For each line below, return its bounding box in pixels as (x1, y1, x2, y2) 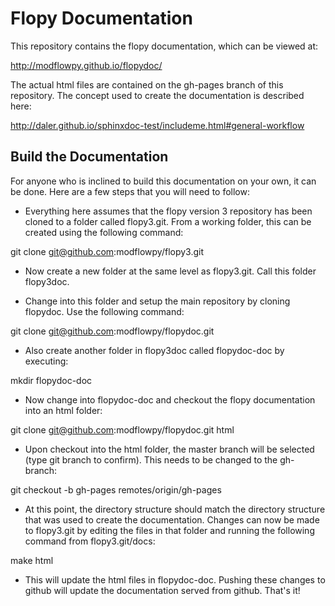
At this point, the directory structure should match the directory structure (24, 503, 326, 515)
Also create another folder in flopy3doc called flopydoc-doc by (24, 344, 285, 356)
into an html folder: (24, 404, 103, 416)
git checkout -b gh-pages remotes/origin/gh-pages (10, 483, 222, 496)
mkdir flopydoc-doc (10, 374, 93, 386)
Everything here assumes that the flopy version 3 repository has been (24, 205, 313, 217)
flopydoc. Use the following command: (24, 305, 185, 317)
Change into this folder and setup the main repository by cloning (24, 295, 291, 307)
